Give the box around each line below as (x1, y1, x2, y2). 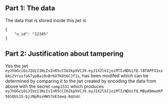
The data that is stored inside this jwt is (5, 17, 87, 23)
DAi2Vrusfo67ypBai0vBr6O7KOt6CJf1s (5, 73, 80, 78)
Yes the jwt (5, 63, 29, 69)
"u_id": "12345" (14, 31, 49, 37)
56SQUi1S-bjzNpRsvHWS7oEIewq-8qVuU (5, 94, 80, 99)
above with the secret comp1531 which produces (5, 83, 104, 89)
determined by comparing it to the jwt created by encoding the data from (5, 78, 157, 84)
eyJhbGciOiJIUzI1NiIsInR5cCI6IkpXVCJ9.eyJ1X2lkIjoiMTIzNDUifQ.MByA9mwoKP (5, 88, 163, 93)
